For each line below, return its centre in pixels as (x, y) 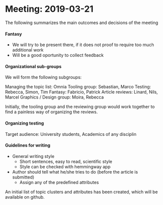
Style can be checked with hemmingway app (65, 167)
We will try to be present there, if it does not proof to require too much (83, 45)
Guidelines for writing (28, 145)
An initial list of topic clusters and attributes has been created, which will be (81, 192)
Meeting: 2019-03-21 (49, 9)
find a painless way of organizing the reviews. (52, 112)
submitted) (23, 177)
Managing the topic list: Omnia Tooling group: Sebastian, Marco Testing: (78, 87)
